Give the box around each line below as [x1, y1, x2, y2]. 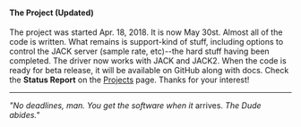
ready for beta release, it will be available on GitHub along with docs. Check [9, 65, 289, 76]
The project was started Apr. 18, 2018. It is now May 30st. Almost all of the [9, 27, 283, 38]
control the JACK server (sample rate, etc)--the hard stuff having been [9, 46, 271, 57]
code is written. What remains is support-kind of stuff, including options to [9, 37, 284, 47]
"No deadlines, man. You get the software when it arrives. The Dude [9, 100, 262, 111]
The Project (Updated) [9, 7, 94, 18]
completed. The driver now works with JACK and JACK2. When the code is [9, 55, 287, 66]
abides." [9, 110, 40, 121]
